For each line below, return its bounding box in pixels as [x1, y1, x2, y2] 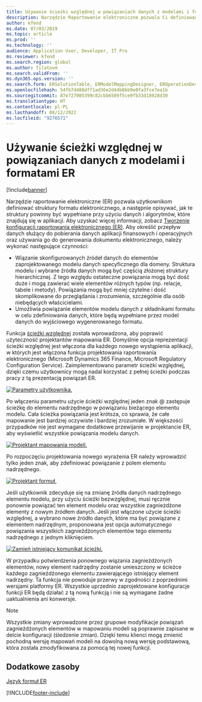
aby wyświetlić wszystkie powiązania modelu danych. [6, 430, 140, 437]
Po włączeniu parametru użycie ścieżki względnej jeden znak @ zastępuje [6, 398, 191, 405]
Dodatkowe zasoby [6, 662, 80, 672]
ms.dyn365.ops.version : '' [6, 76, 74, 82]
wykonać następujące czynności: [6, 243, 89, 250]
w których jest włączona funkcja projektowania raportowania [6, 349, 157, 356]
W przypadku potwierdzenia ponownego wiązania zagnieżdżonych [6, 557, 173, 564]
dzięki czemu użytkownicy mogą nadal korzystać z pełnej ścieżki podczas [6, 368, 191, 376]
